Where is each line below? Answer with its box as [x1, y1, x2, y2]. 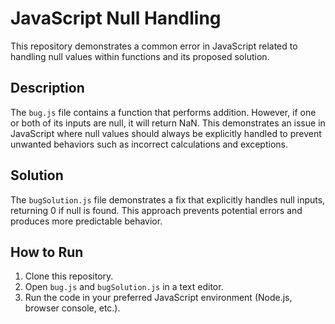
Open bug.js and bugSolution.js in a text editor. [24, 281, 224, 293]
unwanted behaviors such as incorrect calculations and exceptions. [10, 138, 288, 150]
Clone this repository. [24, 270, 114, 282]
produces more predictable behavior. [10, 215, 163, 227]
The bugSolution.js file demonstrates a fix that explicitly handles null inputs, [10, 193, 326, 206]
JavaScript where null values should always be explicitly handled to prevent [10, 127, 322, 139]
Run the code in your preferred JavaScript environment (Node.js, [24, 292, 293, 304]
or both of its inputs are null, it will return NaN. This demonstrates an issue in [10, 117, 326, 129]
